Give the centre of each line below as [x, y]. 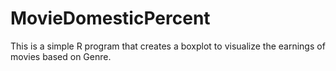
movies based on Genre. [61, 56]
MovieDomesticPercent [110, 18]
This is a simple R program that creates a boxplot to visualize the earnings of [168, 46]
